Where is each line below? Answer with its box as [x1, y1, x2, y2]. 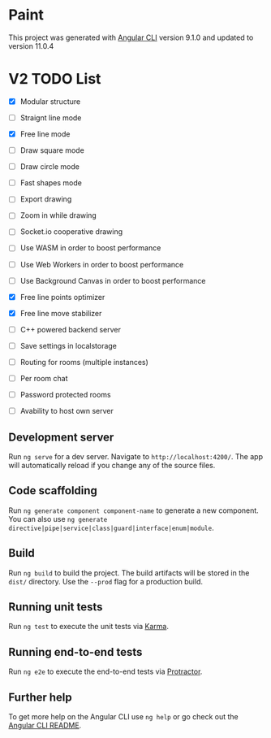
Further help [8, 690, 73, 704]
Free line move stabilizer [19, 308, 102, 318]
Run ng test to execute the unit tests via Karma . [8, 622, 169, 632]
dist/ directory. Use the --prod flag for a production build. [8, 576, 203, 586]
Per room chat [19, 373, 68, 383]
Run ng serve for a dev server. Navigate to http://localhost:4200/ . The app [8, 451, 264, 461]
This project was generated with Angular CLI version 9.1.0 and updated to [8, 33, 254, 42]
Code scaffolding [8, 484, 97, 497]
